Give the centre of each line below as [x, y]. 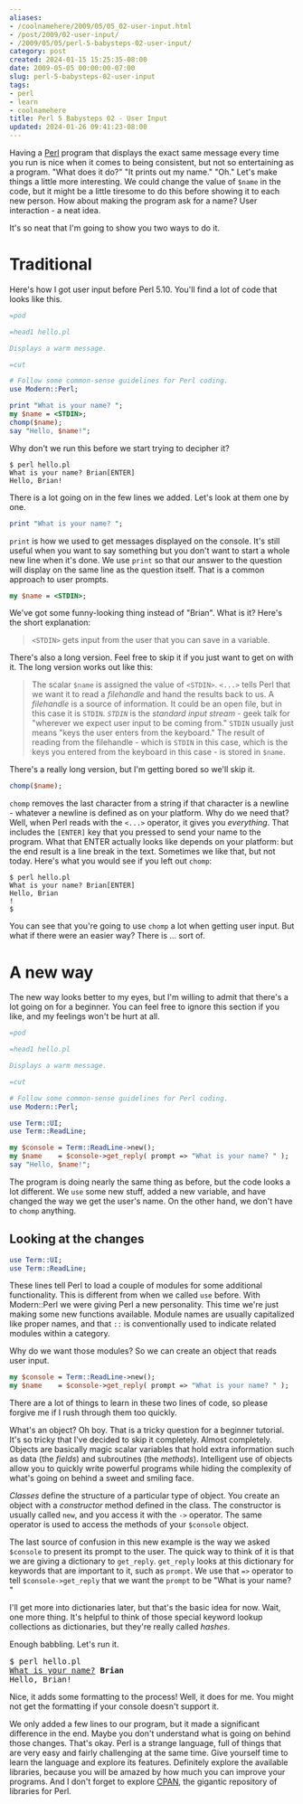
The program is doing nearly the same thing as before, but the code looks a [150, 1182]
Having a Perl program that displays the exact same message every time [144, 153]
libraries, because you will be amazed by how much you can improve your [147, 1772]
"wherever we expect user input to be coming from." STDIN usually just [162, 723]
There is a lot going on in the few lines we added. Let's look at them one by [149, 497]
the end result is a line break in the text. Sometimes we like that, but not [142, 852]
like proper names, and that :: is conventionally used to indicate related [143, 1324]
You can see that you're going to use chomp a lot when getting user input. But [152, 926]
